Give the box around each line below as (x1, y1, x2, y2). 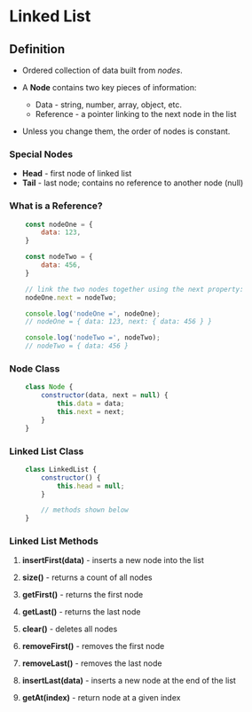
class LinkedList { (25, 465, 98, 473)
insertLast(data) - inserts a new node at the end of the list (21, 676, 237, 686)
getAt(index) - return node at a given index (21, 692, 181, 703)
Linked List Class (9, 445, 84, 458)
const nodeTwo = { (25, 253, 93, 262)
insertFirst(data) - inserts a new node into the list (21, 555, 204, 566)
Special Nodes (9, 148, 74, 160)
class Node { (25, 383, 74, 392)
